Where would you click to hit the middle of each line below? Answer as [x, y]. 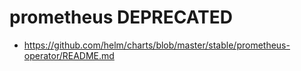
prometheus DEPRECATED [121, 17]
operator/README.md [69, 55]
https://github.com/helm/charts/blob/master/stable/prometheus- [157, 45]
